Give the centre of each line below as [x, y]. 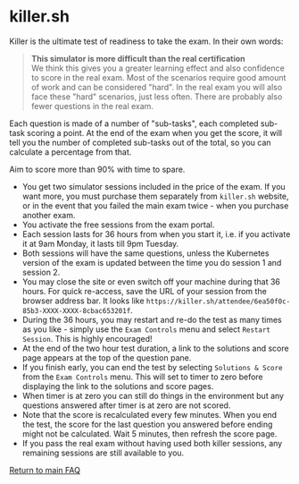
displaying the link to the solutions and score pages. [118, 386]
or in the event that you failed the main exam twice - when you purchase [155, 205]
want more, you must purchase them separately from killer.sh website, [155, 196]
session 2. [41, 272]
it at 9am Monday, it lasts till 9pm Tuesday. [100, 243]
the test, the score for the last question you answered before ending [147, 424]
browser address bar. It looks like [83, 301]
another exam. [49, 215]
